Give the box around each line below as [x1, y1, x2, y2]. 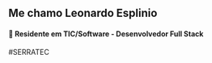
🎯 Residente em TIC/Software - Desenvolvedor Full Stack [8, 28, 204, 39]
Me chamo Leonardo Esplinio [8, 6, 158, 20]
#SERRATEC [8, 47, 50, 57]
